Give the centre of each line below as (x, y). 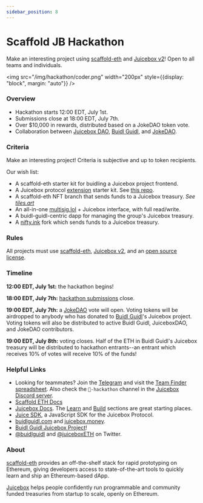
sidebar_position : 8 (32, 12)
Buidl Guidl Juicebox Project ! (51, 428)
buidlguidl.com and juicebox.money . (60, 421)
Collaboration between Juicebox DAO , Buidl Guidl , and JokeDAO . (96, 131)
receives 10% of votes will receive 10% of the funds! (72, 353)
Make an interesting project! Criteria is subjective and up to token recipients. (101, 160)
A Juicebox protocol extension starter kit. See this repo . (85, 190)
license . (16, 257)
